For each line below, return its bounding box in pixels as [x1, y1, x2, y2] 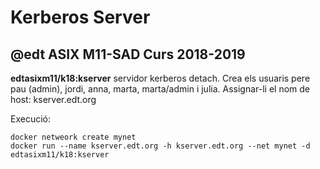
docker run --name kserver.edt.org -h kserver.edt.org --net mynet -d [10, 141, 311, 151]
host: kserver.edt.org [10, 94, 97, 105]
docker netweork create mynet [10, 132, 137, 142]
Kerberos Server [10, 6, 151, 29]
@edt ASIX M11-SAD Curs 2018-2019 [10, 46, 246, 63]
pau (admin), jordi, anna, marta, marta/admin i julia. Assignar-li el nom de [10, 83, 311, 95]
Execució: [10, 113, 51, 125]
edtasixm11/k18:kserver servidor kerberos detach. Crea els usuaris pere [10, 72, 311, 84]
